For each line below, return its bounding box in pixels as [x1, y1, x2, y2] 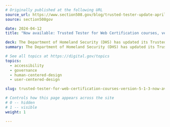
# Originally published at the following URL [5, 7, 103, 13]
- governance [10, 68, 37, 73]
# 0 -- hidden [5, 100, 35, 105]
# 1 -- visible [5, 105, 37, 110]
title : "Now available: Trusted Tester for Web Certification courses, [5, 31, 159, 36]
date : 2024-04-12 [5, 26, 42, 31]
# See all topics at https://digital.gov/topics [5, 54, 110, 59]
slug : [5, 87, 17, 92]
